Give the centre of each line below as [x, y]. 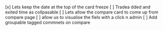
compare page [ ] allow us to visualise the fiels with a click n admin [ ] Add [81, 17]
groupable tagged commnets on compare [48, 22]
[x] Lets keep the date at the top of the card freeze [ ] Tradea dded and [78, 7]
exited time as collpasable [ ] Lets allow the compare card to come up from [82, 12]
